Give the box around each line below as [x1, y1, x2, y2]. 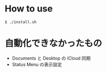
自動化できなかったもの [5, 38, 102, 49]
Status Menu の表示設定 [12, 61, 62, 67]
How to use [5, 3, 53, 14]
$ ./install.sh [5, 19, 37, 24]
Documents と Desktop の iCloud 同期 [12, 55, 91, 61]
